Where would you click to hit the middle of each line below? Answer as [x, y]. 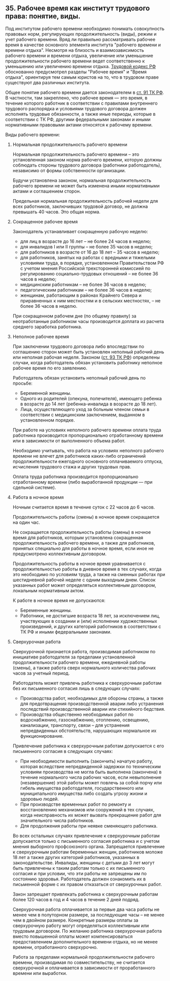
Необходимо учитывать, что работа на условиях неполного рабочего [88, 450]
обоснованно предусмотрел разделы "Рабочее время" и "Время [76, 72]
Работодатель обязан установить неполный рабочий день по [79, 377]
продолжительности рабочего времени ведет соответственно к [75, 61]
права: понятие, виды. [43, 17]
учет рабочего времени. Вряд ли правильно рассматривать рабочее [80, 39]
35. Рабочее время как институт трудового [78, 8]
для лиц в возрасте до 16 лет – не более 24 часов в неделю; [86, 241]
